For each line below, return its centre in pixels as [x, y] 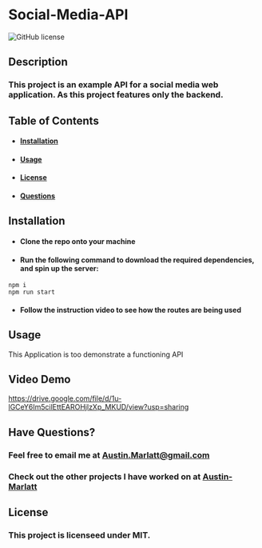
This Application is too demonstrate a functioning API [96, 354]
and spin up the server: [59, 268]
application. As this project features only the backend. [116, 95]
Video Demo [40, 379]
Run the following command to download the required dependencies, [137, 260]
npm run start [32, 292]
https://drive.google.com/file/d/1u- [65, 398]
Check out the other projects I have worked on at [105, 476]
